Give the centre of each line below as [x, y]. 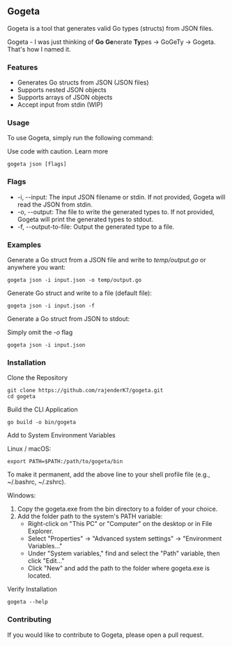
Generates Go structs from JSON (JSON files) [83, 82]
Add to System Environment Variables [62, 435]
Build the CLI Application [42, 410]
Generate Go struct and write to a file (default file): [79, 293]
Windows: [22, 495]
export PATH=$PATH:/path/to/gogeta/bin [65, 462]
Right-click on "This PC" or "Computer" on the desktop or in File [120, 524]
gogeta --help [28, 602]
